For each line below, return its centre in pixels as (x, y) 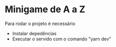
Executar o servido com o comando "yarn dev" (62, 39)
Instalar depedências (34, 33)
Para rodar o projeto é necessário (40, 24)
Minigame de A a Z (45, 9)
